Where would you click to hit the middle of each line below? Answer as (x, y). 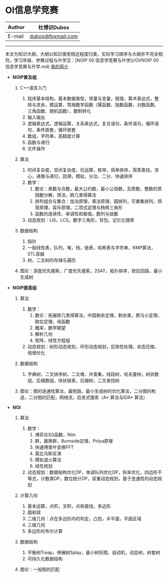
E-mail (16, 36)
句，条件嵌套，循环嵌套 (51, 130)
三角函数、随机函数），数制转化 (59, 111)
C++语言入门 (33, 88)
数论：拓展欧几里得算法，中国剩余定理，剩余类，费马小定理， (98, 315)
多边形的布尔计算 (45, 531)
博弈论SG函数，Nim (55, 435)
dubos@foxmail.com (54, 36)
